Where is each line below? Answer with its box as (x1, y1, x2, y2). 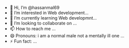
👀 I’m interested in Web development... (9, 10, 89, 16)
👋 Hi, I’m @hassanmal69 (9, 5, 60, 10)
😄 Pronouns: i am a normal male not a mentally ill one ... (9, 33, 125, 39)
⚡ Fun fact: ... (9, 38, 37, 44)
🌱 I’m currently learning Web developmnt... (9, 15, 97, 21)
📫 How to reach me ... (9, 26, 56, 31)
